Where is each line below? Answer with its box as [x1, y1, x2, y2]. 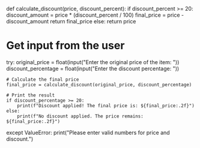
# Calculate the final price [6, 76, 79, 83]
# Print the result [6, 92, 55, 98]
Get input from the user [6, 39, 125, 53]
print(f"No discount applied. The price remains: [17, 113, 144, 119]
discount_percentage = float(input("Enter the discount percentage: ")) [6, 65, 180, 72]
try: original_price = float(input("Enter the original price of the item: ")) [6, 58, 180, 65]
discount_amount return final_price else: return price [6, 18, 136, 25]
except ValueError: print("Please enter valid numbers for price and [6, 129, 170, 136]
